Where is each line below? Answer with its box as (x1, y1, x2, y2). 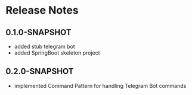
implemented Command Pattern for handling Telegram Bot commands (14, 82, 187, 89)
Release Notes (5, 4, 79, 17)
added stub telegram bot (14, 43, 75, 50)
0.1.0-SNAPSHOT (5, 27, 72, 37)
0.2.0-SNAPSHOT (5, 66, 74, 77)
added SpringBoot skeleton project (14, 49, 100, 56)
